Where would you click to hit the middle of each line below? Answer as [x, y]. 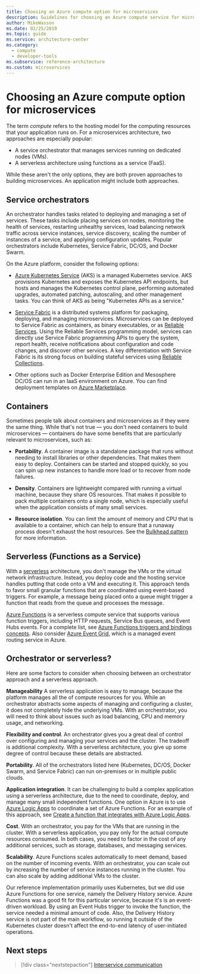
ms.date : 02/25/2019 [32, 28]
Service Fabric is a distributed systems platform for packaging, [92, 313]
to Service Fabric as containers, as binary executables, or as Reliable [99, 325]
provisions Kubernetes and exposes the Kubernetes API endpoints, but [101, 282]
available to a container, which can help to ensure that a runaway [94, 525]
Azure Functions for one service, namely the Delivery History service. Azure [99, 893]
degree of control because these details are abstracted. [74, 753]
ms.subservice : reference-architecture [56, 62]
